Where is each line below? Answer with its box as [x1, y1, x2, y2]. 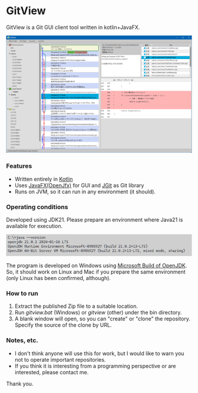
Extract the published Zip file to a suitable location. [14, 303, 138, 310]
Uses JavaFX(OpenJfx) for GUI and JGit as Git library [14, 181, 144, 189]
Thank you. [6, 380, 34, 387]
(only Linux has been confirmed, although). [6, 275, 111, 282]
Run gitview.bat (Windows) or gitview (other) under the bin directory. [14, 309, 182, 316]
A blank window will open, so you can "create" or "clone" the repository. [14, 315, 190, 323]
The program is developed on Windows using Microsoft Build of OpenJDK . [6, 262, 187, 269]
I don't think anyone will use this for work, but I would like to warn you [14, 350, 184, 357]
